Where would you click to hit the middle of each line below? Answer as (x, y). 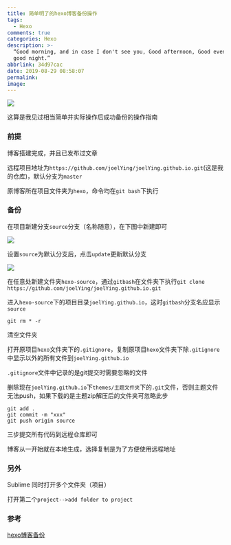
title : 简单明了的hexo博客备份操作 (52, 13)
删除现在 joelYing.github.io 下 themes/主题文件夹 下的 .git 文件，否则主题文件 (113, 387)
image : (16, 84)
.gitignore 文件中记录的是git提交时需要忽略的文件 (77, 372)
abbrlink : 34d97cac (35, 65)
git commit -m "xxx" (37, 414)
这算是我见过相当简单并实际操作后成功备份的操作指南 (82, 117)
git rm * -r (24, 321)
